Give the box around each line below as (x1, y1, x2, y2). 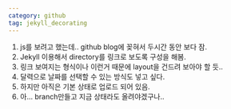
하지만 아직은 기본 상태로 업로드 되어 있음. (19, 81, 150, 91)
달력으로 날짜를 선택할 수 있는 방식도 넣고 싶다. (19, 72, 165, 81)
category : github (8, 11, 66, 20)
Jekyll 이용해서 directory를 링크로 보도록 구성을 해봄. (19, 52, 186, 61)
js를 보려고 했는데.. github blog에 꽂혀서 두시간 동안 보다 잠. (19, 41, 208, 52)
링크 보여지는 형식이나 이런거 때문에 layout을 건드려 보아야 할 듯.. (19, 61, 224, 72)
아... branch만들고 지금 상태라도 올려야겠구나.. (19, 91, 165, 101)
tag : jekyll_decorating (8, 19, 88, 27)
